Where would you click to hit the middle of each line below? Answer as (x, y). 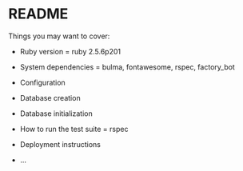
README (38, 14)
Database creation (50, 97)
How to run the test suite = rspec (74, 129)
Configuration (42, 82)
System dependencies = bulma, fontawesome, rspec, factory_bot (127, 67)
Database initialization (56, 113)
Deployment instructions (60, 144)
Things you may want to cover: (59, 36)
